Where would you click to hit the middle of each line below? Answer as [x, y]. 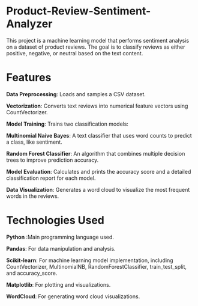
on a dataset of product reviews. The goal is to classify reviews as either [96, 47]
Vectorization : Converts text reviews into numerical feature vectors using [97, 106]
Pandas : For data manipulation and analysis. [61, 248]
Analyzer [29, 24]
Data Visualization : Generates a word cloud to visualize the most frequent [98, 189]
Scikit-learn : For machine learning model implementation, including [90, 260]
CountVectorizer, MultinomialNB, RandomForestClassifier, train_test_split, [97, 266]
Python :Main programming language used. [60, 237]
